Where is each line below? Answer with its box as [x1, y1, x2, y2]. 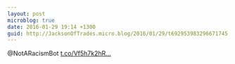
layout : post [7, 10, 46, 18]
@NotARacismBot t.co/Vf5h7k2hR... [7, 49, 111, 58]
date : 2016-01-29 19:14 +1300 [7, 23, 96, 30]
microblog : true [7, 17, 55, 24]
